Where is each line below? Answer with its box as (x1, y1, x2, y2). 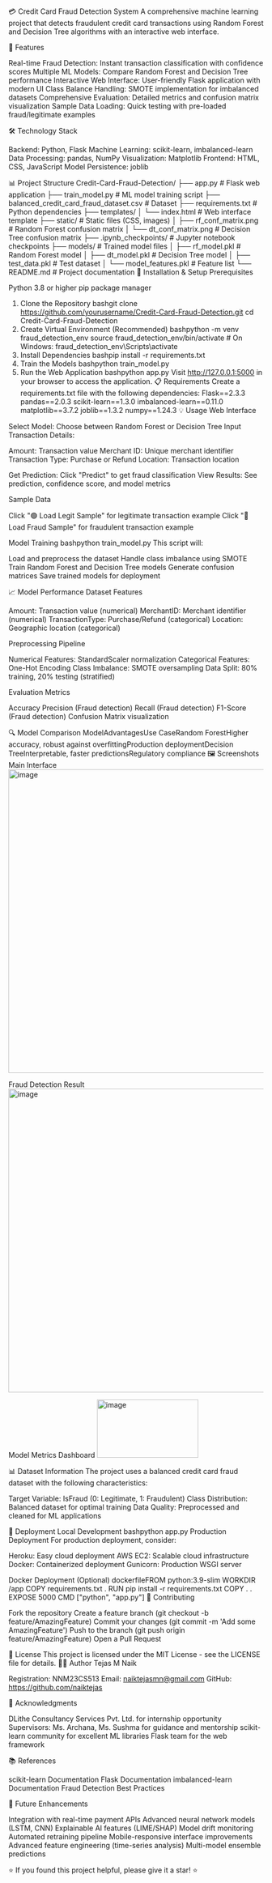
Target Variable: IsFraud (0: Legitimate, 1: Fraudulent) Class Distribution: (8, 1493, 249, 1503)
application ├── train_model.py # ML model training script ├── (8, 190, 220, 199)
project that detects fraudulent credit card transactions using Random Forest (8, 19, 264, 28)
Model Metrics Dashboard (8, 1451, 96, 1459)
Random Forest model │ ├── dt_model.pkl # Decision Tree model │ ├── (8, 250, 251, 259)
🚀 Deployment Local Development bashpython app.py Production (8, 1527, 227, 1536)
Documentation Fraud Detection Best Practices (8, 1783, 165, 1792)
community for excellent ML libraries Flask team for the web (27, 1732, 228, 1740)
